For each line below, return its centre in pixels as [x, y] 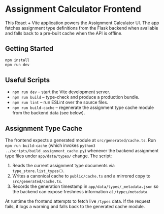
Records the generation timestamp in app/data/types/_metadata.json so [85, 186]
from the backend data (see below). [49, 113]
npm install [17, 60]
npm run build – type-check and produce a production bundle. [76, 97]
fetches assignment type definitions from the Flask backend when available [82, 28]
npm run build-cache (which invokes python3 [50, 145]
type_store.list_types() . [38, 171]
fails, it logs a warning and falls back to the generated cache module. [75, 207]
